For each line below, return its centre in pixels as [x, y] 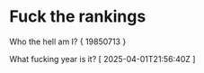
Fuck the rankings [78, 17]
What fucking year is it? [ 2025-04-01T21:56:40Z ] [102, 59]
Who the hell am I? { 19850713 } [68, 41]
